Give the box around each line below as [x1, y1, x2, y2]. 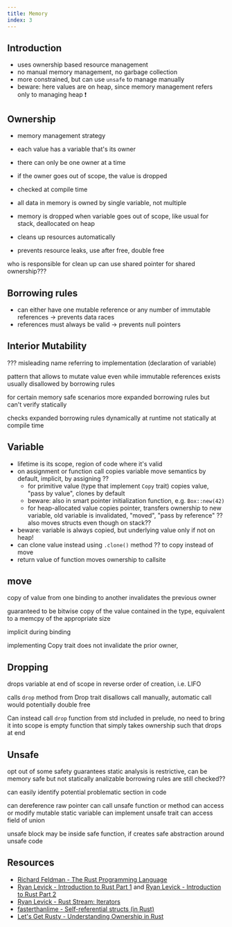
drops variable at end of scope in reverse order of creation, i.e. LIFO [7, 680, 202, 688]
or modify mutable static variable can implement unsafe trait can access [7, 809, 213, 817]
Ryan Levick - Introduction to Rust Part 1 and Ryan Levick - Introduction [17, 883, 222, 891]
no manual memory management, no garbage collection [17, 68, 178, 76]
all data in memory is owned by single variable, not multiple [17, 199, 187, 207]
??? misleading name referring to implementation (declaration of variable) [7, 358, 217, 367]
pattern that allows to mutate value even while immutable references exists [7, 372, 221, 380]
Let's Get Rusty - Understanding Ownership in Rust [17, 912, 164, 920]
